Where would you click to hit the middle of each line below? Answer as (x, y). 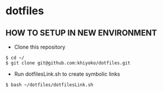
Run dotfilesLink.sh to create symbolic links (67, 74)
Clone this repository (40, 47)
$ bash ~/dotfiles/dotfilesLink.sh (49, 85)
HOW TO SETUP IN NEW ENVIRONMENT (81, 33)
